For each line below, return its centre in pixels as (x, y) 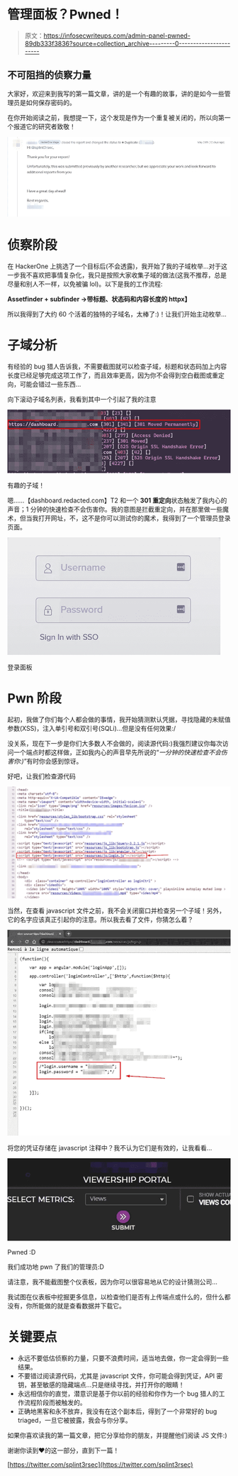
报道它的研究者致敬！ (44, 126)
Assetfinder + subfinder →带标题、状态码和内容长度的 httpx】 (99, 299)
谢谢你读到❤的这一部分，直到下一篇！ (63, 1450)
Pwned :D (22, 1252)
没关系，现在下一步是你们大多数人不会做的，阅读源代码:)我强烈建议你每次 (115, 744)
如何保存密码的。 (51, 102)
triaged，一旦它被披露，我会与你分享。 (75, 1421)
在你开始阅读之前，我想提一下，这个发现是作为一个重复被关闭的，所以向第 (116, 117)
